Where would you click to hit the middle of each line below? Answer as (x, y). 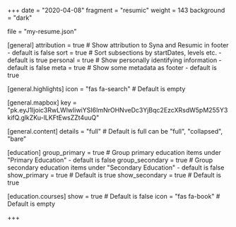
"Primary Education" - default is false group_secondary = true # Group (110, 160)
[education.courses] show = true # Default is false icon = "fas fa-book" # (114, 196)
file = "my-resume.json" (42, 31)
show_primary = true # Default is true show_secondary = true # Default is (114, 175)
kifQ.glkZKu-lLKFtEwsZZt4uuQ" (53, 117)
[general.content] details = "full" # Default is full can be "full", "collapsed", (115, 131)
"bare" (17, 139)
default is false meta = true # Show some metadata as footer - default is (112, 68)
